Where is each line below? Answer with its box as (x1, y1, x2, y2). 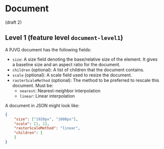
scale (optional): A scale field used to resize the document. (12, 72, 132, 78)
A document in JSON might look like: (5, 102, 80, 109)
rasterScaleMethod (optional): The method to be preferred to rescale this (12, 77, 159, 83)
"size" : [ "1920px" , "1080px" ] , (14, 116, 78, 121)
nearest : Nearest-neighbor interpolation (19, 87, 101, 94)
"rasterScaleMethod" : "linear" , (14, 126, 80, 131)
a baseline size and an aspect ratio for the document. (12, 61, 121, 67)
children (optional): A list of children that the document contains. (12, 67, 144, 73)
